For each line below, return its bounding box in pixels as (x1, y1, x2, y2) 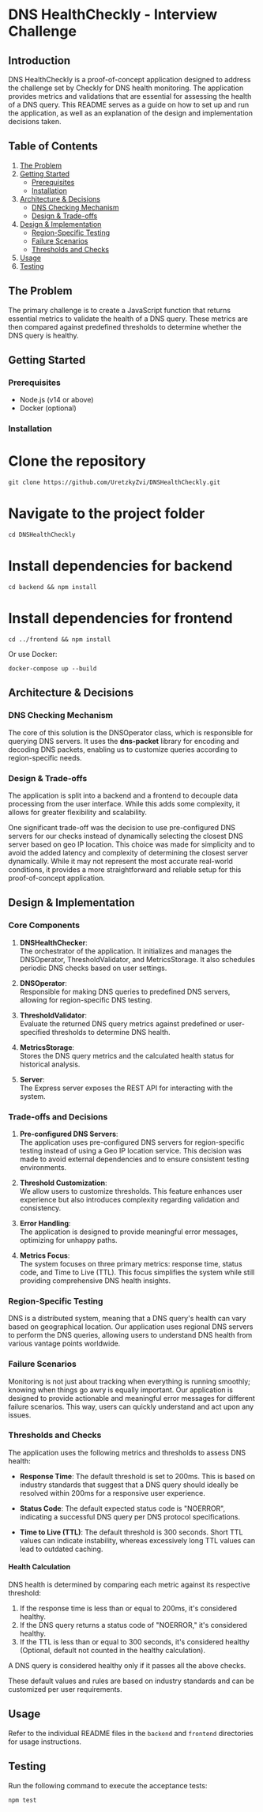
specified (19, 1027, 51, 1036)
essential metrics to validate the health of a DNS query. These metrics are (8, 314, 249, 323)
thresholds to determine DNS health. (51, 1027, 171, 1036)
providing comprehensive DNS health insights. (19, 1275, 171, 1285)
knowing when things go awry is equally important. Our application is (8, 1385, 233, 1395)
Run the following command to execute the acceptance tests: (8, 1780, 208, 1790)
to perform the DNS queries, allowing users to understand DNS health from (8, 1331, 253, 1340)
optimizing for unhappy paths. (19, 1235, 118, 1244)
